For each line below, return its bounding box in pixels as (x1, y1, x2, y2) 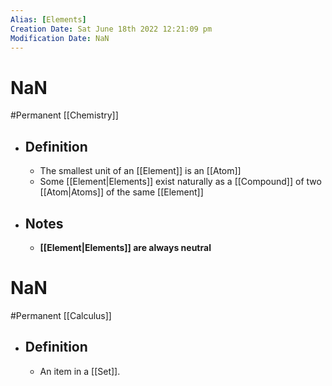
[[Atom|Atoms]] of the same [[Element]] (39, 186, 204, 198)
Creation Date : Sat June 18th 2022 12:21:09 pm (10, 24, 213, 34)
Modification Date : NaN (10, 33, 110, 43)
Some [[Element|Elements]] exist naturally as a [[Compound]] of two (39, 176, 322, 188)
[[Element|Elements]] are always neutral (39, 241, 212, 253)
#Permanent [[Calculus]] (10, 309, 112, 321)
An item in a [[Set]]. (39, 365, 121, 377)
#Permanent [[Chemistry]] (10, 109, 119, 121)
